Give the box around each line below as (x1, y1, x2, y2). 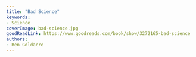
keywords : (6, 14, 31, 20)
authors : (6, 36, 28, 42)
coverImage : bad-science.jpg (6, 25, 79, 31)
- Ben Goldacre (6, 42, 44, 48)
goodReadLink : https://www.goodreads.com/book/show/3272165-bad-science (6, 31, 191, 37)
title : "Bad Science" (6, 8, 60, 15)
